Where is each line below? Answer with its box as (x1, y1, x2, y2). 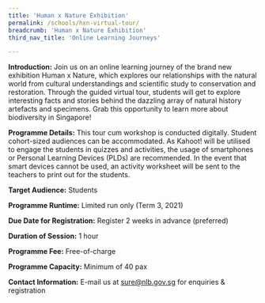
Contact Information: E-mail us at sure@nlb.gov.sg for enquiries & (8, 278, 225, 287)
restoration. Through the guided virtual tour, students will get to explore (8, 88, 241, 97)
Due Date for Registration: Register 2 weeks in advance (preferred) (8, 216, 229, 225)
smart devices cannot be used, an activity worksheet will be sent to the (8, 161, 240, 171)
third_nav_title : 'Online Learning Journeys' (8, 33, 161, 42)
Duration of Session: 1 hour (8, 231, 99, 241)
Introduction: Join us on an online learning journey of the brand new (8, 62, 233, 72)
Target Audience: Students (8, 185, 98, 195)
